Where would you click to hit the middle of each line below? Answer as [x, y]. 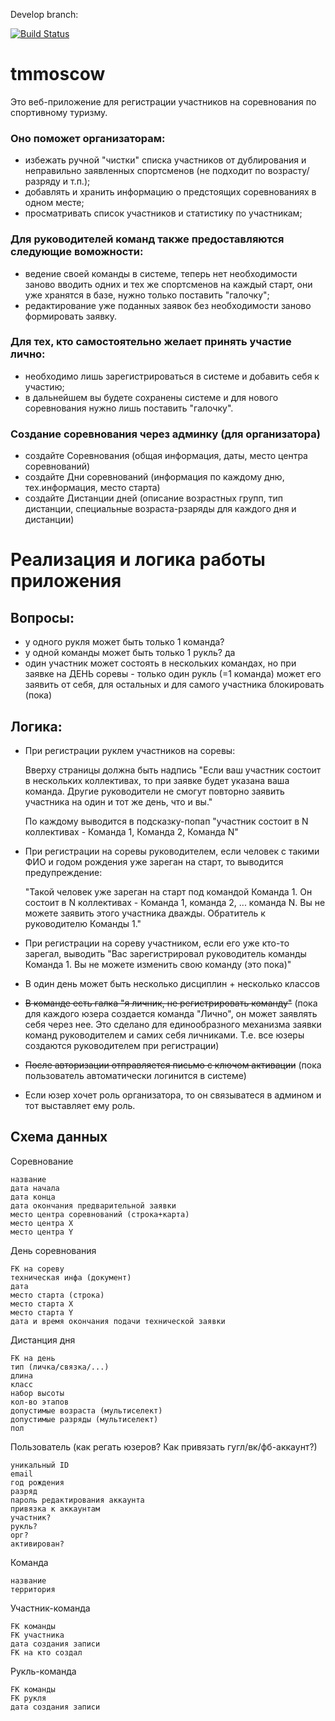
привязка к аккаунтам [55, 1509]
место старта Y [42, 1312]
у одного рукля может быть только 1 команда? [124, 642]
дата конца [33, 1197]
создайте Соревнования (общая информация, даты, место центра [166, 456]
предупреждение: [63, 872]
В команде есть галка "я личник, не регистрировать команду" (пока [171, 1003]
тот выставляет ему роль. [80, 1105]
